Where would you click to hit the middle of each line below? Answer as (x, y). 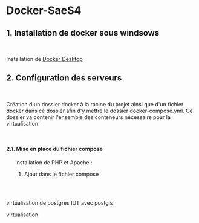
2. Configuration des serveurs (64, 78)
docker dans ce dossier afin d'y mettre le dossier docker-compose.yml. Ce (100, 111)
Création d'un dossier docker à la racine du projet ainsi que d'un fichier (95, 104)
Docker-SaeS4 (44, 11)
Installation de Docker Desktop (44, 59)
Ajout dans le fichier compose (61, 174)
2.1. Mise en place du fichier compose (54, 149)
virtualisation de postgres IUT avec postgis (60, 203)
